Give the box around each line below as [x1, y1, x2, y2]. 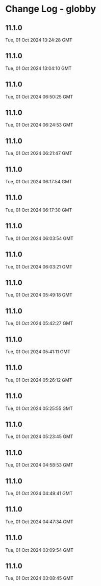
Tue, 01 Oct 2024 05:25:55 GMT [5, 405, 73, 411]
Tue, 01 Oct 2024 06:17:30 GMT [5, 207, 72, 213]
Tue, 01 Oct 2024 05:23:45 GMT [5, 433, 73, 439]
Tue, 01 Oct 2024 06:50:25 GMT [5, 93, 73, 100]
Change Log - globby [5, 3, 96, 15]
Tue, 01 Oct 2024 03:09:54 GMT [5, 547, 74, 553]
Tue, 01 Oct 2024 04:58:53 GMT [5, 462, 73, 468]
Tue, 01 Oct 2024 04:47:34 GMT [5, 519, 73, 525]
